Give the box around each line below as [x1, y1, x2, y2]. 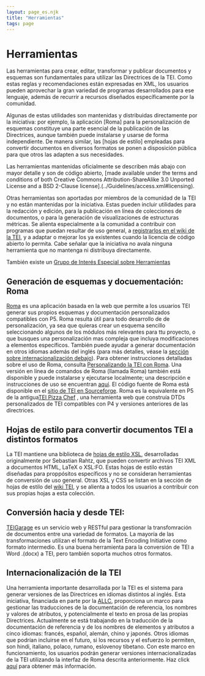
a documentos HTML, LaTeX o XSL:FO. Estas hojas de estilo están [6, 463, 173, 471]
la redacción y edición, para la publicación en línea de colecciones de [6, 207, 182, 215]
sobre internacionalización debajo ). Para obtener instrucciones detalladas [6, 355, 193, 362]
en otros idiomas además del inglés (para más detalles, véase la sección [6, 348, 189, 355]
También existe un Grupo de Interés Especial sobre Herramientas [6, 259, 171, 266]
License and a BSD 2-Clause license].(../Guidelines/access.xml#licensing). [6, 183, 195, 190]
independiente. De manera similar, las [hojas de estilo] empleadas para [6, 138, 185, 145]
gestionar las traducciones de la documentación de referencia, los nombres [6, 603, 197, 611]
